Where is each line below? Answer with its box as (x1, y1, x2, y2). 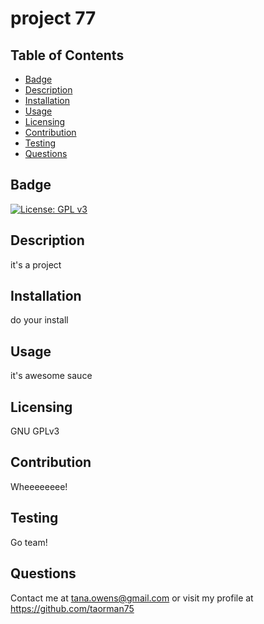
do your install (10, 314, 69, 326)
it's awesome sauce (10, 370, 93, 382)
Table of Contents (10, 47, 125, 64)
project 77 (10, 7, 97, 30)
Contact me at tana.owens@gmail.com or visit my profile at (10, 592, 254, 604)
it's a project (10, 258, 62, 271)
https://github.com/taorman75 (10, 602, 135, 614)
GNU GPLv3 (10, 425, 60, 437)
